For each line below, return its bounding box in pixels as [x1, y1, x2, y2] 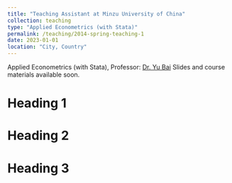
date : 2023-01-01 [7, 37, 59, 44]
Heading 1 [7, 95, 67, 111]
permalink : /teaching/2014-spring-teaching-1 [7, 30, 144, 38]
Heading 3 [7, 160, 70, 176]
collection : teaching [7, 17, 72, 24]
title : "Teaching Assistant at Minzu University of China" [7, 10, 186, 18]
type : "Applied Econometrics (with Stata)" [7, 23, 138, 30]
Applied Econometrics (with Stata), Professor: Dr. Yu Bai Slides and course [7, 63, 226, 71]
